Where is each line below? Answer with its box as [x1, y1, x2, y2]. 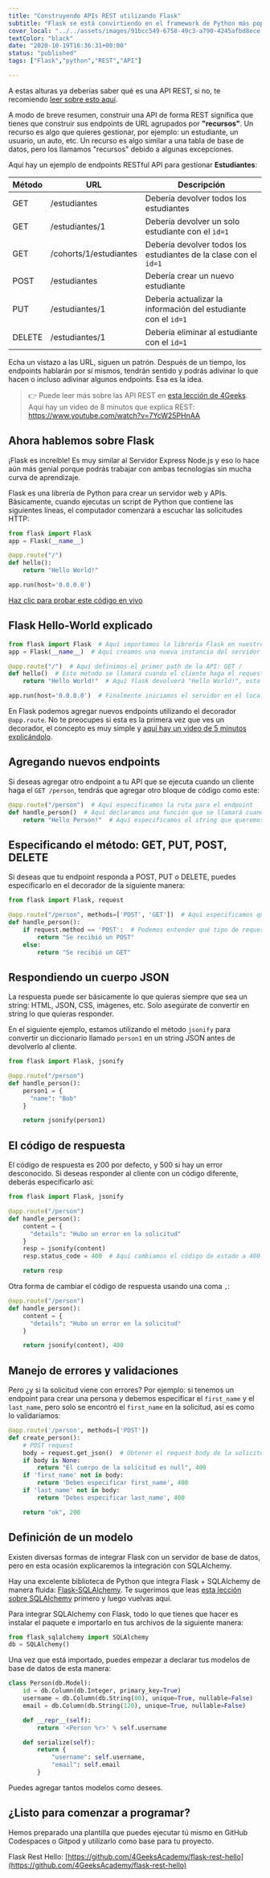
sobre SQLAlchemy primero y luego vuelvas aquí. [8, 1593, 173, 1603]
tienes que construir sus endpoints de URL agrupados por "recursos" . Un [8, 118, 254, 128]
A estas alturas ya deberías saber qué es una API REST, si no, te [8, 85, 221, 95]
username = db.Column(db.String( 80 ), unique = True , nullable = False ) [22, 1694, 253, 1702]
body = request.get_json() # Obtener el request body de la [22, 1449, 231, 1457]
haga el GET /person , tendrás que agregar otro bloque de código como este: [8, 785, 260, 794]
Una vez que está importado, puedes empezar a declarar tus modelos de [8, 1655, 251, 1664]
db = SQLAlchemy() [8, 1640, 70, 1648]
